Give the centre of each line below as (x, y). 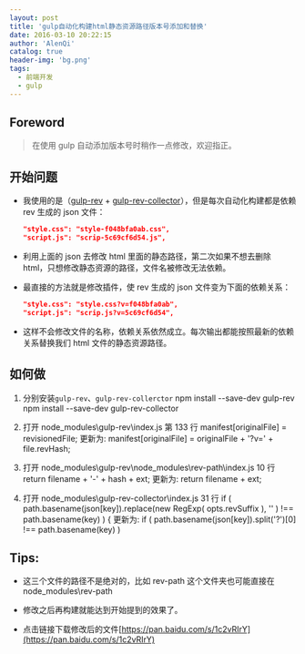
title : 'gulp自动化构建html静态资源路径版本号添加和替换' (108, 26)
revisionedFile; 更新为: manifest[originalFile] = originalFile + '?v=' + (148, 438)
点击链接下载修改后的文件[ (72, 629)
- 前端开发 (36, 77)
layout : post (34, 18)
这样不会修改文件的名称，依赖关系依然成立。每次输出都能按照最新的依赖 (158, 331)
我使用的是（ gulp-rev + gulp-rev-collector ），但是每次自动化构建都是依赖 (159, 200)
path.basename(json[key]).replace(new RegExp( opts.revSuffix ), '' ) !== (158, 508)
